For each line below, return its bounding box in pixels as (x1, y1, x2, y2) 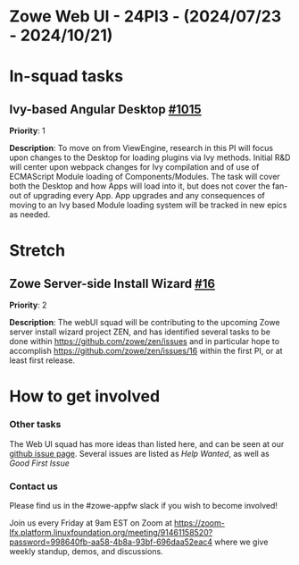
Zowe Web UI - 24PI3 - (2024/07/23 (9, 6, 282, 27)
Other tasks (9, 418, 62, 431)
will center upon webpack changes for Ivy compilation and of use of (9, 162, 260, 173)
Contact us (9, 480, 58, 493)
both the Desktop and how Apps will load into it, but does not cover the (9, 181, 270, 191)
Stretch (9, 240, 65, 261)
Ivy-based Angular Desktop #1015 (9, 101, 203, 117)
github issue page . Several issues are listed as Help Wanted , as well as (9, 448, 270, 459)
